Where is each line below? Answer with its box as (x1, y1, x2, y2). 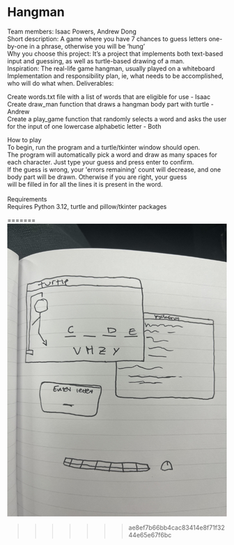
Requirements (7, 194, 47, 203)
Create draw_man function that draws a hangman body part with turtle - (7, 100, 214, 108)
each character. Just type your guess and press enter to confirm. (7, 158, 194, 166)
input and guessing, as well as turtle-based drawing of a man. (7, 56, 185, 65)
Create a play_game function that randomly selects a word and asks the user (7, 114, 227, 123)
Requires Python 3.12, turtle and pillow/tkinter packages (7, 202, 167, 210)
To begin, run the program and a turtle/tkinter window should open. (7, 143, 201, 151)
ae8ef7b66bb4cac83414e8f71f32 (128, 523, 225, 532)
